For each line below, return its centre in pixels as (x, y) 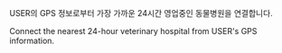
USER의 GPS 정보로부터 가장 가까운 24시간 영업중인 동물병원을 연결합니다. (141, 13)
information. (32, 40)
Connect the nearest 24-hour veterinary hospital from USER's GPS (133, 31)
